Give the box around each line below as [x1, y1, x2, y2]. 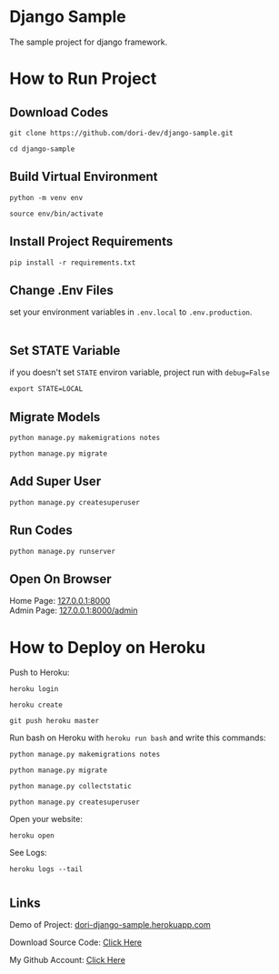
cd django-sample [9, 144, 75, 154]
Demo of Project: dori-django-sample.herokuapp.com [9, 919, 211, 929]
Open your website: [9, 814, 84, 825]
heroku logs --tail [9, 865, 84, 874]
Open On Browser [9, 571, 112, 587]
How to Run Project [9, 68, 157, 89]
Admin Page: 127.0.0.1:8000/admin [9, 605, 138, 616]
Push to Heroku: [9, 667, 70, 678]
